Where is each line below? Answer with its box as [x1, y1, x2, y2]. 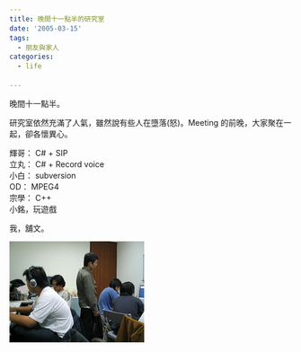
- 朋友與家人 [17, 43, 60, 52]
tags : [9, 33, 30, 42]
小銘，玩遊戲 [9, 203, 57, 215]
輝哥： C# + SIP [9, 147, 68, 158]
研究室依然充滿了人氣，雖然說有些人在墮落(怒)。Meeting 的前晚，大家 [9, 117, 268, 128]
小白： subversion [9, 170, 76, 180]
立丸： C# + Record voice [9, 158, 105, 170]
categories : [9, 52, 54, 62]
